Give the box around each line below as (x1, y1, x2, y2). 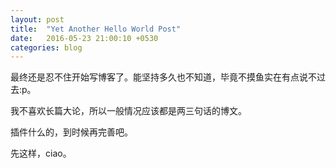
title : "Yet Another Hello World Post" (10, 24, 182, 34)
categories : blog (10, 42, 83, 53)
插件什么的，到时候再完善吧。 (10, 126, 133, 138)
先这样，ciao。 (10, 147, 72, 160)
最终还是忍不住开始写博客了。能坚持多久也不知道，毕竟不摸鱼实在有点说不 (10, 71, 317, 83)
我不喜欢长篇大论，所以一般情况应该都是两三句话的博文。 (10, 105, 247, 117)
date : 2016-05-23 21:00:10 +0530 (10, 33, 159, 43)
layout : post (10, 14, 65, 25)
